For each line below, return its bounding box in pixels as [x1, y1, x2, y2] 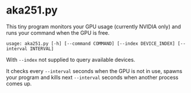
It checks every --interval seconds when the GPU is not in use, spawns [6, 67, 183, 74]
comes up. [6, 80, 32, 87]
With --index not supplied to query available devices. [6, 56, 136, 63]
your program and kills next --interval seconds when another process [6, 74, 179, 81]
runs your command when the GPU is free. [6, 29, 110, 36]
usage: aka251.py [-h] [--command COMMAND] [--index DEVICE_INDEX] [6, 41, 176, 46]
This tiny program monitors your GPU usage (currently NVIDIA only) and [6, 23, 182, 30]
